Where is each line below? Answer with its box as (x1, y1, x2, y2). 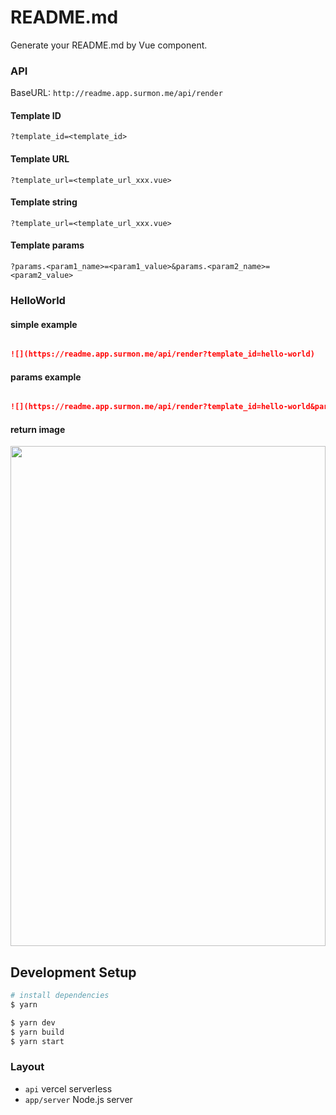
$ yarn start (10, 1036, 65, 1046)
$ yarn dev (10, 1017, 56, 1028)
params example (10, 371, 82, 383)
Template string (10, 196, 78, 208)
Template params (10, 239, 85, 251)
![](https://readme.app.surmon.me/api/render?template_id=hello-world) (10, 349, 315, 360)
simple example (10, 318, 78, 330)
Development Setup (10, 964, 137, 981)
